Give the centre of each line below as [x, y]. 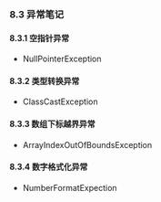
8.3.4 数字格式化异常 [49, 167]
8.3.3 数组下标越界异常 [52, 123]
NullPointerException [62, 59]
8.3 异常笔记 [37, 14]
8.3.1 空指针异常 [40, 37]
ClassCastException [60, 101]
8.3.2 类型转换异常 [45, 80]
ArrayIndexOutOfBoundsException [87, 144]
